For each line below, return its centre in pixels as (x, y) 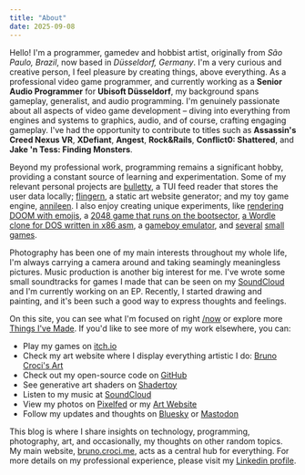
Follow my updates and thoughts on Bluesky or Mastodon (131, 413)
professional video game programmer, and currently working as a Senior (146, 81)
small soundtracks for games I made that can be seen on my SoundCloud (147, 281)
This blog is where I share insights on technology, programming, (130, 431)
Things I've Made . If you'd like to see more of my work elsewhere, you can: (150, 328)
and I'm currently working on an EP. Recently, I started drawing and (136, 291)
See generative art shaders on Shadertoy (100, 385)
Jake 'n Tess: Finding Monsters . (71, 149)
